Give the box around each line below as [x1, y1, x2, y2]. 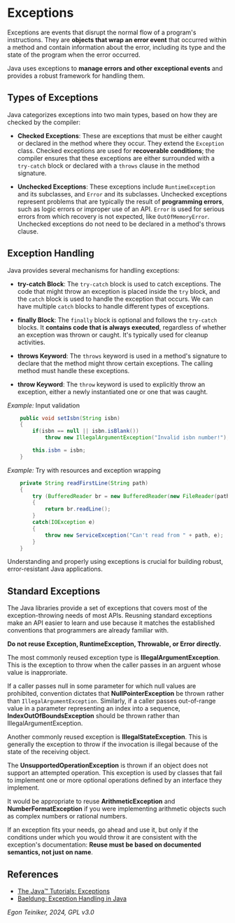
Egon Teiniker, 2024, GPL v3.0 [7, 908, 94, 917]
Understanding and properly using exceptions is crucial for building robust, [7, 558, 224, 566]
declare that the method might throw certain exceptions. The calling [17, 359, 213, 368]
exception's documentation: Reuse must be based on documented [7, 840, 201, 849]
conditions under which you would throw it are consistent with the [7, 833, 197, 842]
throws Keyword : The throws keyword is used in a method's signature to [17, 351, 227, 360]
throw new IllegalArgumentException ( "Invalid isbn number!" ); [44, 434, 230, 441]
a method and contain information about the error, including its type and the [7, 43, 226, 51]
